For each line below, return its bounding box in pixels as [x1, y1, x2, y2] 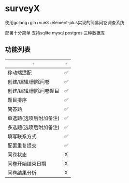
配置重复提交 [7, 142, 37, 149]
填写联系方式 [7, 133, 37, 140]
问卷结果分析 [7, 169, 37, 176]
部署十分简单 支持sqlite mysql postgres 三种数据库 [5, 30, 105, 35]
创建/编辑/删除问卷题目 [7, 87, 59, 94]
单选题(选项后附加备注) [7, 115, 60, 121]
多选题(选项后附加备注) [7, 124, 60, 131]
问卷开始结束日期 [7, 160, 47, 167]
